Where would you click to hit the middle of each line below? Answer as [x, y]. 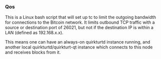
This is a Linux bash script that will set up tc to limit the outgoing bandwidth [81, 17]
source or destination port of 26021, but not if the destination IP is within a [79, 28]
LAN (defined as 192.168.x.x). [34, 33]
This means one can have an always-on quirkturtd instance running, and [78, 42]
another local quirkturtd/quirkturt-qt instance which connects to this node [79, 47]
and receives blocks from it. [33, 52]
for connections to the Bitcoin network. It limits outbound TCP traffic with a [80, 22]
